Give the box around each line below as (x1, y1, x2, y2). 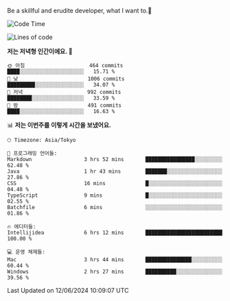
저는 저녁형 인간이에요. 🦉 (7, 47, 73, 55)
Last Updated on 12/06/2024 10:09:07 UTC (7, 287, 129, 294)
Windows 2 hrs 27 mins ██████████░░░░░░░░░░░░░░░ (7, 268, 223, 275)
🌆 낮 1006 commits (7, 75, 125, 82)
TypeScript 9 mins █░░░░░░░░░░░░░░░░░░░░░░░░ (7, 192, 223, 199)
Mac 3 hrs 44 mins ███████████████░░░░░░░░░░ (7, 256, 223, 263)
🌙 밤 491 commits (7, 102, 122, 109)
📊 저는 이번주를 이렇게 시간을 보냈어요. (7, 121, 112, 129)
